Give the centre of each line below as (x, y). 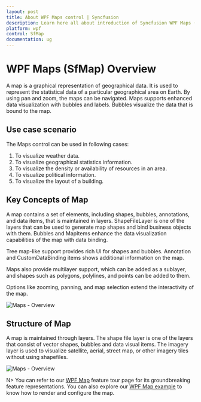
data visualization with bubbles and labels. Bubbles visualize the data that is (100, 105)
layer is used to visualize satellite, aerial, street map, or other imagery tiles (97, 351)
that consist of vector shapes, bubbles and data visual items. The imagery (97, 345)
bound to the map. (29, 111)
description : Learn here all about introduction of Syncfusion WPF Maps (99, 23)
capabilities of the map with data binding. (57, 240)
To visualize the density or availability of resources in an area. (91, 168)
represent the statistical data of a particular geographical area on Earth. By (98, 92)
